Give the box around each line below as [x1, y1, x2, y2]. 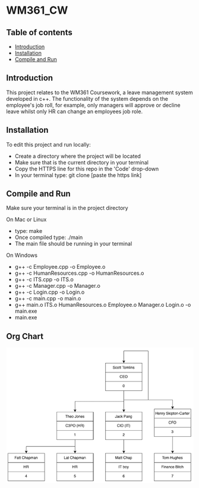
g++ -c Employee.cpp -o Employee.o [14, 263, 106, 271]
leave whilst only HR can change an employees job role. [6, 108, 143, 115]
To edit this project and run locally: [6, 141, 91, 148]
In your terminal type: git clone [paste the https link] [14, 171, 142, 179]
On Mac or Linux [6, 216, 47, 223]
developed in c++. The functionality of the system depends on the [6, 95, 168, 102]
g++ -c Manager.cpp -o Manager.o [14, 282, 101, 290]
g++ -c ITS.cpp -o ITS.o [14, 276, 74, 283]
